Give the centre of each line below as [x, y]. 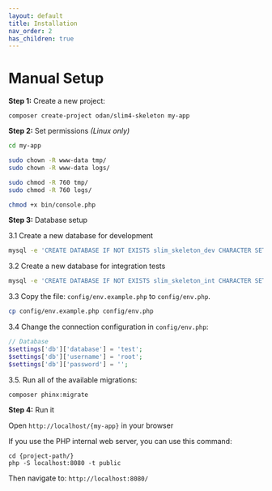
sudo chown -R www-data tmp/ [57, 160]
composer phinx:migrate [49, 395]
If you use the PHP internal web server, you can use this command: [120, 441]
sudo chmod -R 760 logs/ [50, 190]
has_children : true [41, 38]
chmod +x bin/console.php [52, 205]
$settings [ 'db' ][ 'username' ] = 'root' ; [76, 357]
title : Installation [43, 23]
